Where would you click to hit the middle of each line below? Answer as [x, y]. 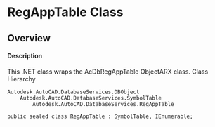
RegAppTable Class [65, 12]
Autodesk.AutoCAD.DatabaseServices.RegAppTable [103, 104]
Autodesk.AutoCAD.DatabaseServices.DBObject [73, 92]
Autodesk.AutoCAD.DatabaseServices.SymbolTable [91, 98]
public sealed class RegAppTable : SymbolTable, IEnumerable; [100, 116]
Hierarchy [22, 79]
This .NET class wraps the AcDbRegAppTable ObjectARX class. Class [108, 72]
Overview [29, 38]
